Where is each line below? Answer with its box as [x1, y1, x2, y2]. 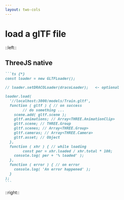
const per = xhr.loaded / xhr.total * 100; [23, 149, 113, 153]
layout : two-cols [5, 7, 41, 12]
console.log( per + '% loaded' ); [14, 153, 84, 158]
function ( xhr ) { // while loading [9, 144, 87, 149]
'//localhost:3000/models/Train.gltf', [9, 99, 91, 103]
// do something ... [23, 107, 65, 113]
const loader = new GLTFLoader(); [5, 76, 76, 81]
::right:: [5, 189, 20, 195]
